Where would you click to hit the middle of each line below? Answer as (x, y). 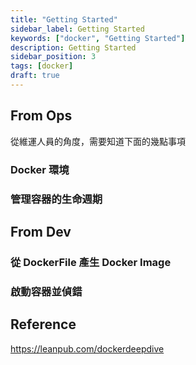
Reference (43, 324)
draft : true (35, 76)
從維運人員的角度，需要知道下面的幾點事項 (98, 141)
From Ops (41, 116)
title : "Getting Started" (64, 19)
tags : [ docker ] (42, 66)
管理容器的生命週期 (56, 199)
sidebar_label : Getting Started (77, 29)
